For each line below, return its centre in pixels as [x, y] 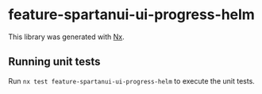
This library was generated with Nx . [66, 37]
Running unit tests [54, 62]
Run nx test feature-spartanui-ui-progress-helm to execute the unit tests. [132, 80]
